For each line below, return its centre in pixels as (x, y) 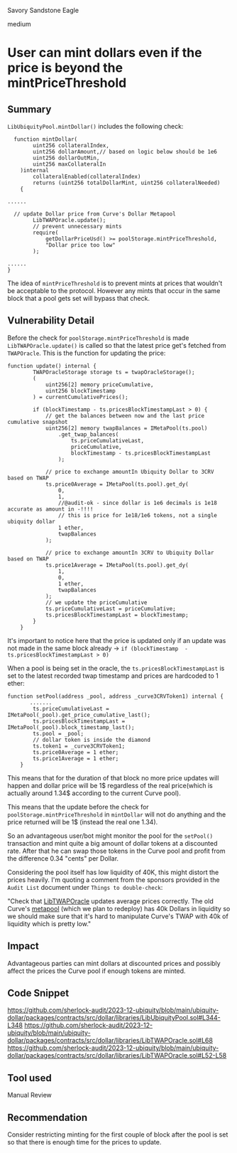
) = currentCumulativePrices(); (81, 397)
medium (19, 24)
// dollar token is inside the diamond (92, 740)
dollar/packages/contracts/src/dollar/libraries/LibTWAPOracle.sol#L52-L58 (117, 1056)
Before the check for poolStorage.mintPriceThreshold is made (98, 338)
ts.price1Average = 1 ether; (76, 758)
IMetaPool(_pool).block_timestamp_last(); (71, 727)
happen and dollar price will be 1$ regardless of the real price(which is (110, 785)
